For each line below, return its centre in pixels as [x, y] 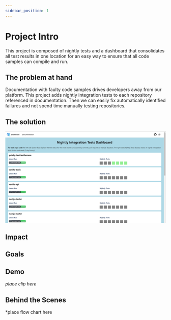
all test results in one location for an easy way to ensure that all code [77, 56]
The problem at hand [39, 77]
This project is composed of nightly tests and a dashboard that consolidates [85, 50]
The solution [26, 122]
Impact [17, 237]
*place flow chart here [29, 312]
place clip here [21, 284]
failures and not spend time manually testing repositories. [65, 106]
